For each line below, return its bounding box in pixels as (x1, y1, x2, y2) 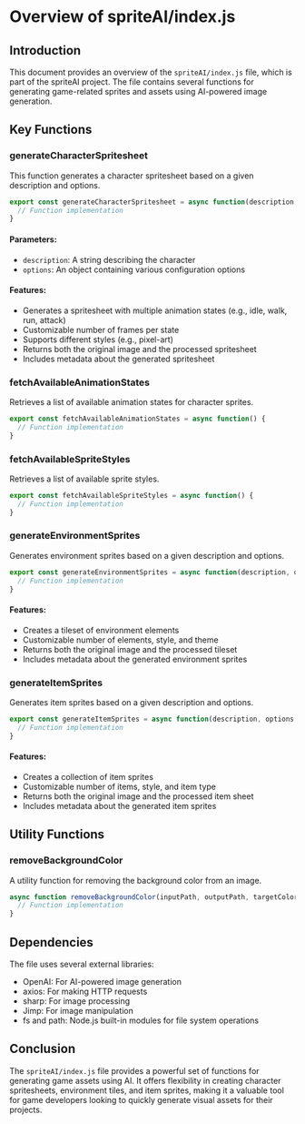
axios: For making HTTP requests (22, 986, 148, 997)
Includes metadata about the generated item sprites (22, 800, 217, 811)
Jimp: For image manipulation (22, 1005, 134, 1016)
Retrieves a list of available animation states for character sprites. (9, 397, 254, 408)
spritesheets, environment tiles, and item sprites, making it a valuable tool (9, 1085, 284, 1096)
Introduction (9, 43, 82, 58)
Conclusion (9, 1041, 76, 1057)
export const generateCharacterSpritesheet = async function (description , (9, 197, 299, 207)
